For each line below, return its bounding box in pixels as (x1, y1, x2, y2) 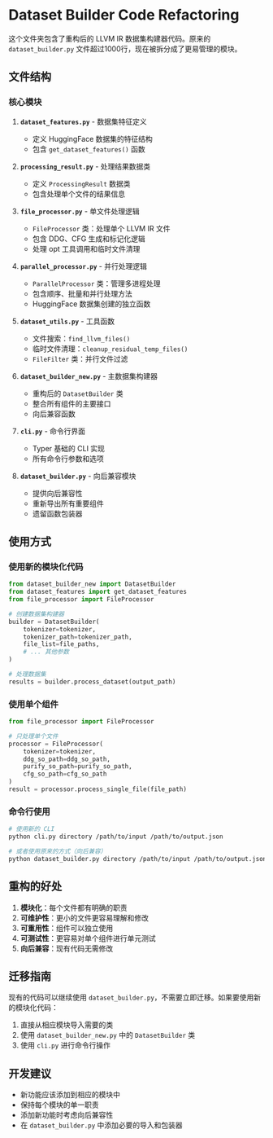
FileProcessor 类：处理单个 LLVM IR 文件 (32, 223, 171, 233)
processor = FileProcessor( (8, 740, 104, 748)
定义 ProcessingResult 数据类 (32, 178, 132, 188)
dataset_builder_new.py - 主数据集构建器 (19, 371, 158, 380)
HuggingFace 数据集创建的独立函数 (32, 299, 151, 309)
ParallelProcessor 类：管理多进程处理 (32, 279, 161, 288)
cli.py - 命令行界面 (19, 426, 86, 436)
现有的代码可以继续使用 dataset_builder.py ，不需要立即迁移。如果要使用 (8, 992, 254, 1003)
